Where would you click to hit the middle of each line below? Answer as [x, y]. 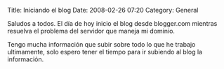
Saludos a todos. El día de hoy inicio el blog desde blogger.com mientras [112, 23]
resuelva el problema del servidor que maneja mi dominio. [91, 31]
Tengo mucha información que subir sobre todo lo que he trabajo [101, 44]
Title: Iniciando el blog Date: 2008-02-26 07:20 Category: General [103, 10]
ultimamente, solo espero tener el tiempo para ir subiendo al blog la [105, 52]
